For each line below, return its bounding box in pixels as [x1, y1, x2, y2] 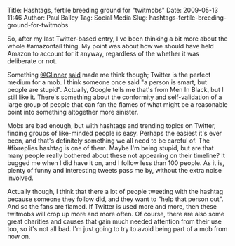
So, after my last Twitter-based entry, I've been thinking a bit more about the [7, 34, 228, 43]
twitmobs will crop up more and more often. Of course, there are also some [7, 210, 224, 218]
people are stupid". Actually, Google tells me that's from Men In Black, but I [7, 86, 224, 93]
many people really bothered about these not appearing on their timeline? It [7, 151, 226, 160]
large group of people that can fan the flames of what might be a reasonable [7, 101, 228, 108]
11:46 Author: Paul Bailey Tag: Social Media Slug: [7, 13, 148, 22]
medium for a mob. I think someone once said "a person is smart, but [7, 78, 207, 86]
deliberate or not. [7, 57, 58, 65]
